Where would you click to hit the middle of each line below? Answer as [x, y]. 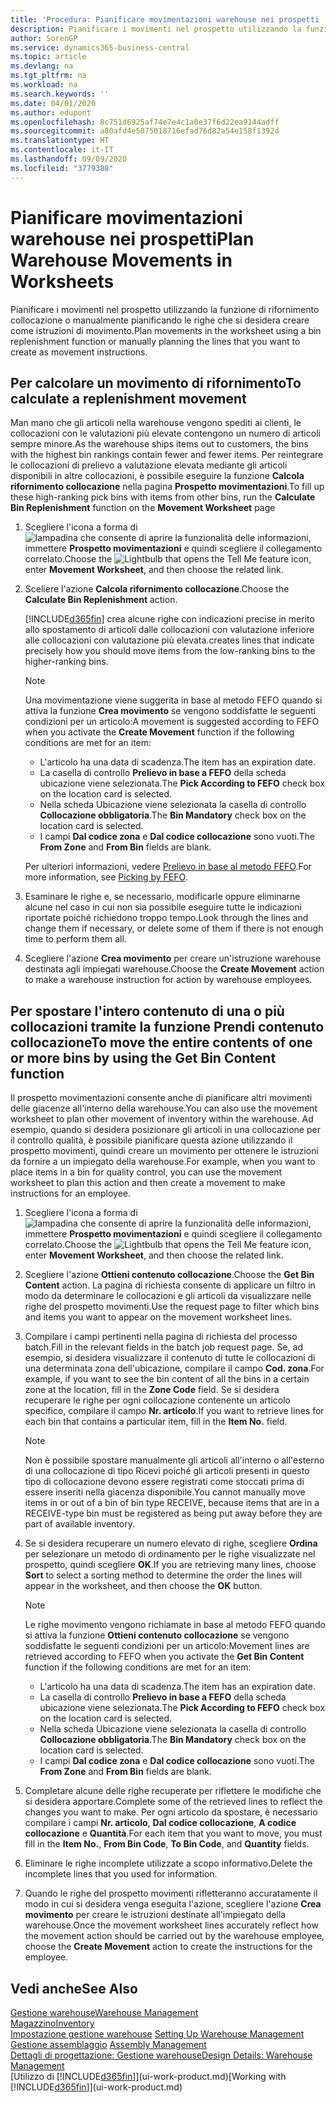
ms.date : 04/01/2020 [53, 103]
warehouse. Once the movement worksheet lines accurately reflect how [171, 1925]
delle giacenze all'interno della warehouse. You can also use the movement [164, 1108]
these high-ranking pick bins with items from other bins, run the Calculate [163, 497]
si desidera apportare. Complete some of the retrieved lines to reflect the [173, 1802]
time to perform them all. [75, 939]
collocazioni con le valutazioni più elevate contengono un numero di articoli [165, 433]
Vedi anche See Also [74, 1988]
